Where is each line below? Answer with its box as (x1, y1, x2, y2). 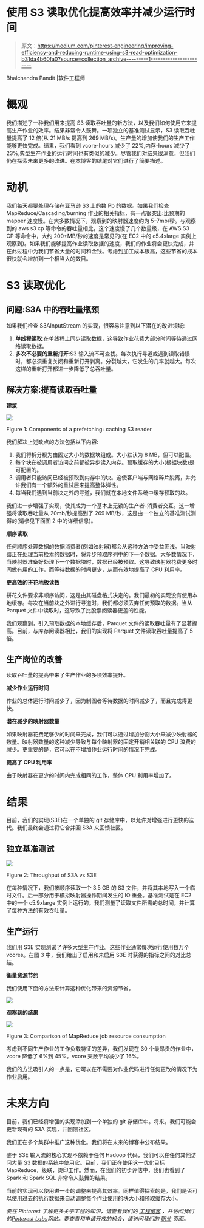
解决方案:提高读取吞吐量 (6, 385, 97, 395)
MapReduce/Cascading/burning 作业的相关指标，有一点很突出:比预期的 (6, 209, 185, 216)
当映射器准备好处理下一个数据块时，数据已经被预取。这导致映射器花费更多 (6, 558, 192, 565)
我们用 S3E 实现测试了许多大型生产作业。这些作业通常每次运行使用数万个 (6, 944, 189, 951)
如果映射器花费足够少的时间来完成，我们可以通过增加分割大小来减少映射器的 (6, 730, 198, 738)
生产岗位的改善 (6, 654, 63, 665)
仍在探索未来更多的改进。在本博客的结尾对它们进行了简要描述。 (6, 157, 166, 164)
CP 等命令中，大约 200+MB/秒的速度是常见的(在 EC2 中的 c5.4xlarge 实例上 (6, 232, 197, 239)
